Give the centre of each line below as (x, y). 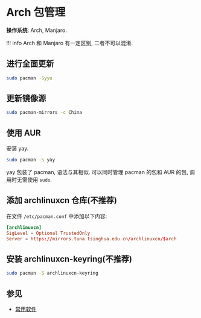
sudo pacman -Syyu (29, 78)
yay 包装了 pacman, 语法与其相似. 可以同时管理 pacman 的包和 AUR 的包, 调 (101, 172)
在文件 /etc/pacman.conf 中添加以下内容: (57, 216)
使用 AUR (24, 133)
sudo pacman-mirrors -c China (44, 113)
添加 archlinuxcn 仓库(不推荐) (62, 200)
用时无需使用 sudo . (29, 179)
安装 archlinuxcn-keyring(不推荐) (69, 259)
